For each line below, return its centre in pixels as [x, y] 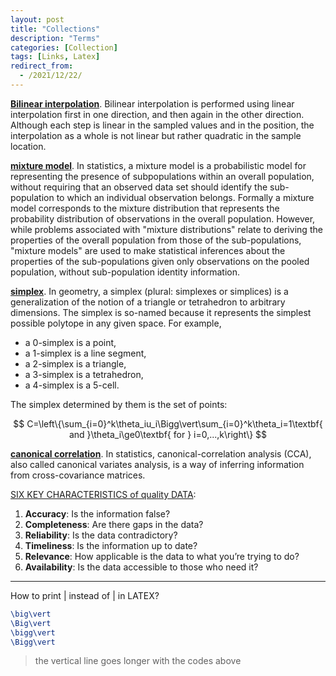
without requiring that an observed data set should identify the [139, 187]
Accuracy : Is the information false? [97, 513]
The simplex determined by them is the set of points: [119, 404]
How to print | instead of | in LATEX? [85, 595]
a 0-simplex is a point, [70, 342]
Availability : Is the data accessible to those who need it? [141, 567]
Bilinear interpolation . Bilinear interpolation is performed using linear [152, 103]
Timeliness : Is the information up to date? [111, 545]
